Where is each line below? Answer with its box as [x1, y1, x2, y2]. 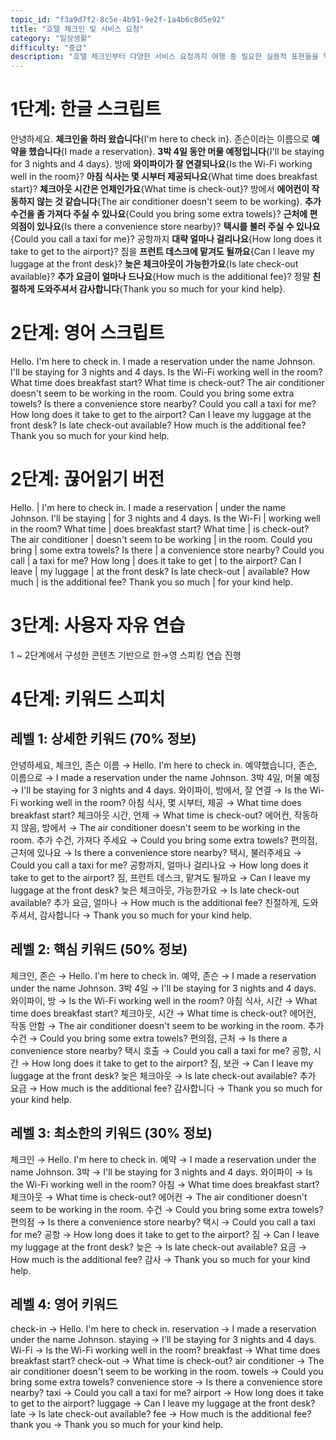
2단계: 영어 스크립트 [10, 322, 165, 345]
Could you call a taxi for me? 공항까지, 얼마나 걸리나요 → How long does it [10, 859, 309, 871]
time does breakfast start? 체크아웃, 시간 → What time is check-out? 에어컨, [10, 1007, 317, 1019]
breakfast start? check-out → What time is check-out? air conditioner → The [10, 1355, 325, 1367]
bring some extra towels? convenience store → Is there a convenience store [10, 1376, 323, 1388]
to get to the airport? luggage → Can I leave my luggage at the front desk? [10, 1397, 316, 1410]
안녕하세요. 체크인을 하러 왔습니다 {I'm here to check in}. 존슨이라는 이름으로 [10, 133, 310, 145]
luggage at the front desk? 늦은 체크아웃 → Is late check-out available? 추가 [10, 1069, 317, 1081]
